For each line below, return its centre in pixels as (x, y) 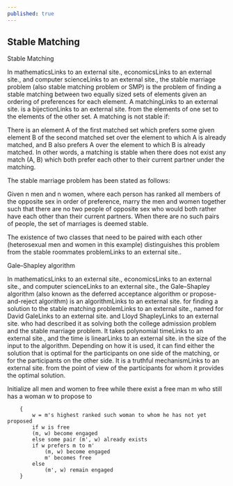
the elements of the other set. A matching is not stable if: (89, 116)
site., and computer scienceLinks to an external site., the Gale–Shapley (109, 287)
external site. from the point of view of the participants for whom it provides (115, 368)
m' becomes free (68, 458)
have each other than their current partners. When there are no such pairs (113, 216)
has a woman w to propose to (50, 396)
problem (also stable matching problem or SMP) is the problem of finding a (114, 87)
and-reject (22, 301)
